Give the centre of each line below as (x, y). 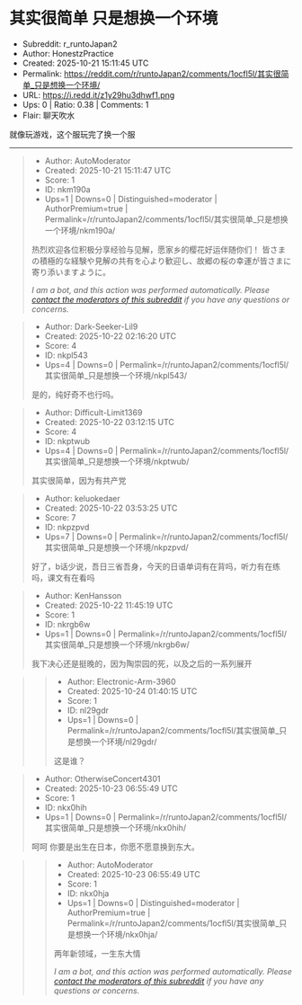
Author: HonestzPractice (68, 53)
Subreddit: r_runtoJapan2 (70, 44)
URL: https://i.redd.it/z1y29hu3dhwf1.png (98, 94)
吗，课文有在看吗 (63, 577)
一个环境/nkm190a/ (80, 230)
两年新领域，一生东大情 (97, 953)
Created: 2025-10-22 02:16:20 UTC (111, 336)
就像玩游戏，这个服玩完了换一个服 (72, 134)
